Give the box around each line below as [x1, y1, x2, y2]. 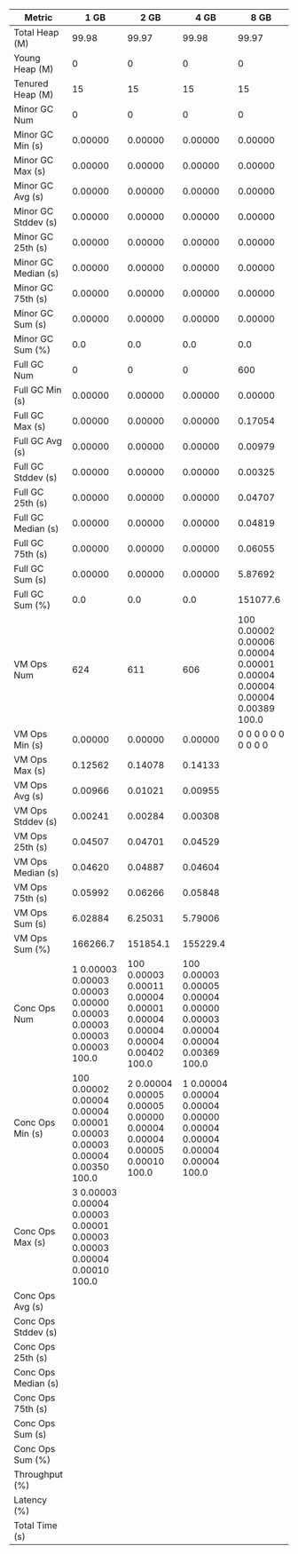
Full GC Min [13, 384, 62, 396]
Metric [24, 12, 53, 23]
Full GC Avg [13, 435, 62, 447]
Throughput [13, 1469, 64, 1480]
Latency [13, 1494, 47, 1506]
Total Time [13, 1519, 58, 1531]
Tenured [13, 77, 49, 90]
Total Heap [13, 27, 59, 38]
